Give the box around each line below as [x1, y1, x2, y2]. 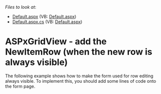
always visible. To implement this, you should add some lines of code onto [5, 78, 157, 84]
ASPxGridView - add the [5, 36, 107, 47]
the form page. [5, 83, 36, 89]
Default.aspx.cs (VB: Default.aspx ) [12, 19, 82, 24]
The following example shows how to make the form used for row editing [5, 73, 154, 79]
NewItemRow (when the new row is [5, 47, 153, 58]
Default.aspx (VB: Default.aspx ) [12, 14, 77, 19]
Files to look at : [5, 4, 37, 10]
